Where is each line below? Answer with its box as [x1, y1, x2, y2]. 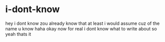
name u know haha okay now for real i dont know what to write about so [5, 25, 157, 31]
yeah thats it [5, 31, 32, 37]
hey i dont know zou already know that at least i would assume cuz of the [5, 20, 160, 26]
